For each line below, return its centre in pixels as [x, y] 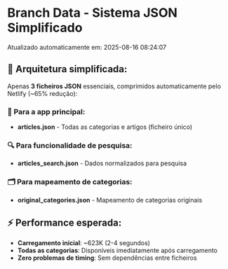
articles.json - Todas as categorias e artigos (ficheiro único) [105, 127]
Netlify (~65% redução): [42, 93]
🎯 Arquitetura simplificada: [67, 69]
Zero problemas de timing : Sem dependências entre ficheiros [107, 258]
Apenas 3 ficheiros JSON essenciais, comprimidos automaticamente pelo [114, 86]
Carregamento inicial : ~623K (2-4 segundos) [84, 243]
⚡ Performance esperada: [65, 223]
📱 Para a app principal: [46, 111]
